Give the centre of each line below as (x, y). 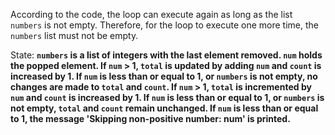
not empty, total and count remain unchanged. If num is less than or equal (164, 108)
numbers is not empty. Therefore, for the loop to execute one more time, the (164, 25)
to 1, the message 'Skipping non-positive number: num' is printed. (150, 118)
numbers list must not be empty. (74, 35)
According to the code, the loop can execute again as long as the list (151, 14)
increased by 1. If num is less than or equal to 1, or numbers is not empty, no (164, 76)
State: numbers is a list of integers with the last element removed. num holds (166, 55)
